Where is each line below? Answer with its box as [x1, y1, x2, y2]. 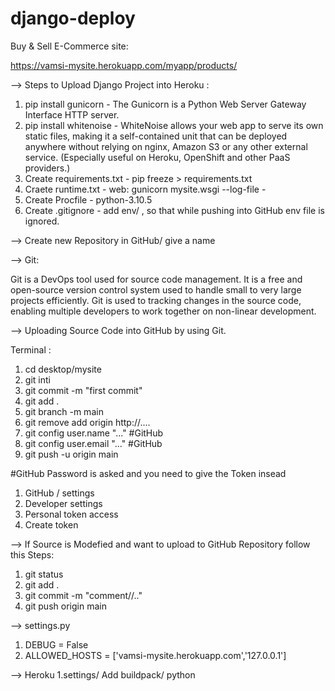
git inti [24, 373, 51, 386]
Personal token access [24, 508, 119, 520]
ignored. [24, 215, 60, 227]
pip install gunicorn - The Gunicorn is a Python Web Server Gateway [24, 98, 307, 110]
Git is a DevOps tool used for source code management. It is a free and [10, 273, 303, 285]
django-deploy [10, 7, 136, 30]
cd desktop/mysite [24, 363, 102, 375]
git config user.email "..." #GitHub [24, 437, 163, 449]
